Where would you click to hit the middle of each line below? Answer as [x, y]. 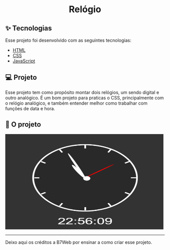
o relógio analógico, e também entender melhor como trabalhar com [76, 103]
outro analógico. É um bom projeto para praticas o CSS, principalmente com [85, 98]
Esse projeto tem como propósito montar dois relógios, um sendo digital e [82, 92]
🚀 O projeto [23, 125]
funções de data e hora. [30, 108]
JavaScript [24, 61]
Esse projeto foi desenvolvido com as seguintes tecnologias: [68, 40]
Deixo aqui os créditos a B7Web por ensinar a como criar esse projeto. [79, 242]
